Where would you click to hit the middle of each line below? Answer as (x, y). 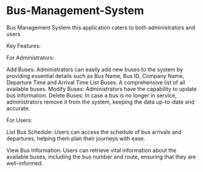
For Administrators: (30, 57)
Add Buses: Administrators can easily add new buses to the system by (95, 69)
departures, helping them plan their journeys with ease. (76, 138)
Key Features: (23, 46)
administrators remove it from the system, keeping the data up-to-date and (101, 102)
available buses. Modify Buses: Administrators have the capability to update (101, 88)
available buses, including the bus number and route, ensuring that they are (101, 157)
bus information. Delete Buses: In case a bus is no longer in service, (91, 95)
